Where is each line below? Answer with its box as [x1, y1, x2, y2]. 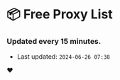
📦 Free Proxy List [6, 6, 113, 23]
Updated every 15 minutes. [6, 37, 102, 47]
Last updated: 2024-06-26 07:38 [16, 52, 111, 61]
